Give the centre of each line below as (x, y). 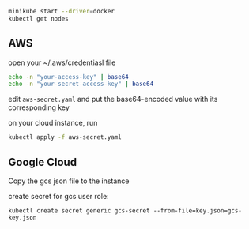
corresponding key (39, 107)
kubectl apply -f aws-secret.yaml (65, 137)
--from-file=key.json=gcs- (198, 211)
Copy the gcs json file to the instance (69, 181)
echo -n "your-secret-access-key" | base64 (81, 84)
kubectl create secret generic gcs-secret (79, 211)
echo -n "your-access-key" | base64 (68, 77)
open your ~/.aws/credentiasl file (62, 62)
